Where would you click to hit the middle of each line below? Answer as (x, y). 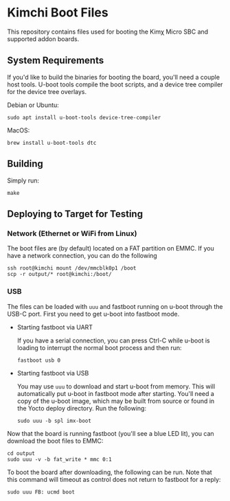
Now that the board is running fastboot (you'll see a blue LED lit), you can (111, 433)
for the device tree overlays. (47, 91)
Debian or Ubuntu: (33, 105)
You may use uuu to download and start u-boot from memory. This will (116, 386)
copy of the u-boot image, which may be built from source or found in (116, 401)
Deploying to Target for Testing (75, 214)
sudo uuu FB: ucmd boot (41, 492)
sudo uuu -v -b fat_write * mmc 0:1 (59, 459)
